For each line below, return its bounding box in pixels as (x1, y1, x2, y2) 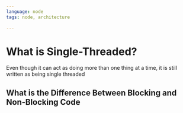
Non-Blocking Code (6, 97, 81, 107)
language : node (6, 8, 44, 15)
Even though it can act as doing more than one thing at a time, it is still (6, 64, 178, 72)
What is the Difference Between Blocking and (6, 88, 177, 98)
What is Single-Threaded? (6, 45, 137, 58)
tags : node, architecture (6, 14, 70, 20)
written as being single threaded (6, 70, 85, 78)
